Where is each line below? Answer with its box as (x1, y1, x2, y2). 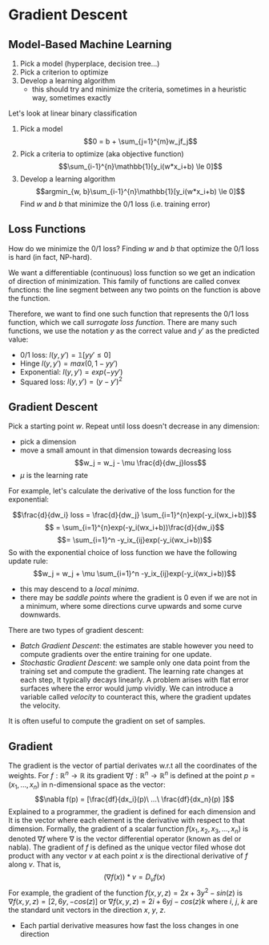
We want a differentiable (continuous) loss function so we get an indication (8, 267, 255, 278)
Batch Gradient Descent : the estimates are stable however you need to (19, 641, 254, 651)
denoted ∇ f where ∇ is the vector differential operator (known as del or (8, 834, 242, 844)
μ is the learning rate (19, 471, 88, 481)
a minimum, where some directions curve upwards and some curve (19, 602, 243, 611)
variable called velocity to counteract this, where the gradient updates (19, 692, 251, 702)
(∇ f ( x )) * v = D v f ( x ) (103, 872, 166, 884)
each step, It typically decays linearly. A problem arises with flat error (19, 675, 250, 685)
